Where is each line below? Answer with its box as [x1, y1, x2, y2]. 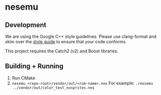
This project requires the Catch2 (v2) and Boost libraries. [5, 48, 118, 54]
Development [5, 21, 47, 29]
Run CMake [12, 75, 35, 81]
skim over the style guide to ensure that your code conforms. [5, 39, 127, 45]
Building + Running [5, 62, 64, 70]
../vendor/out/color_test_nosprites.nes [12, 85, 95, 90]
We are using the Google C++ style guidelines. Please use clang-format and [5, 33, 157, 39]
